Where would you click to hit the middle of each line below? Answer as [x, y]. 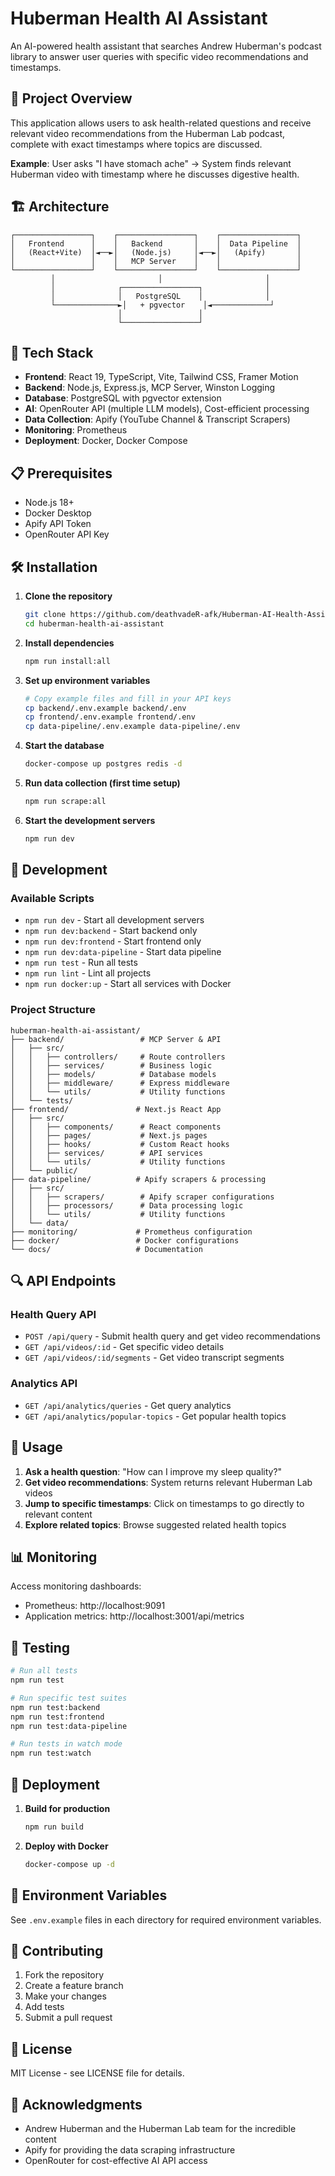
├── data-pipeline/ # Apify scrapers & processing [138, 1179]
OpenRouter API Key [67, 534]
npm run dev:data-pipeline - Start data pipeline [123, 952]
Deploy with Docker [66, 1846]
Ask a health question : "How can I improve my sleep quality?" [153, 1471]
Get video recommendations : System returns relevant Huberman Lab [168, 1482]
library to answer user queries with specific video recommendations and [159, 56]
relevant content [58, 1514]
